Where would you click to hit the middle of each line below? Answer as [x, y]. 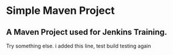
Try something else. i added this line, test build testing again [79, 46]
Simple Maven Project [60, 11]
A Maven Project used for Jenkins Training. [87, 32]
